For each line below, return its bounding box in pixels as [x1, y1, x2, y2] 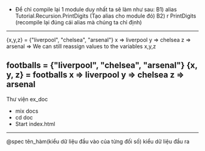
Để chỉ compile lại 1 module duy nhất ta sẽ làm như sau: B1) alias [15, 6, 177, 13]
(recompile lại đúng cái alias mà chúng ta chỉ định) [15, 19, 142, 26]
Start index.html [15, 120, 56, 127]
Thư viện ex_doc [6, 95, 48, 103]
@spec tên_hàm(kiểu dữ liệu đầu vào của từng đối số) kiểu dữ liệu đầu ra [6, 138, 190, 145]
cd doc [15, 113, 34, 121]
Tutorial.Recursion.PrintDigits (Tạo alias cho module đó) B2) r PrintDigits [15, 12, 196, 19]
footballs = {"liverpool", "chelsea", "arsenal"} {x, [6, 60, 198, 71]
